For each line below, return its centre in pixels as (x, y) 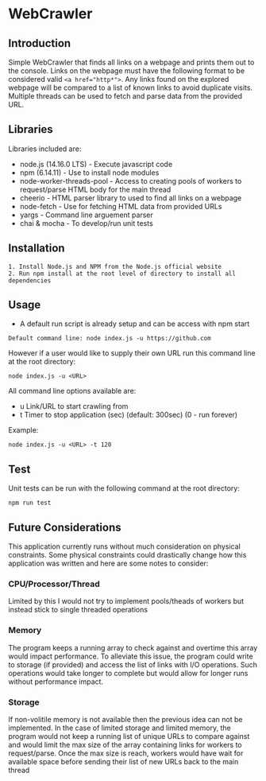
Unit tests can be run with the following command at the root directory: (124, 488)
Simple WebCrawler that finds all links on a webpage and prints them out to (131, 62)
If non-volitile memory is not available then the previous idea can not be (125, 719)
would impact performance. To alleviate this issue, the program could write (131, 656)
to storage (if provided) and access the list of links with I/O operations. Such (133, 664)
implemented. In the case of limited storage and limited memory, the (120, 728)
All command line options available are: (72, 391)
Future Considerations (65, 527)
